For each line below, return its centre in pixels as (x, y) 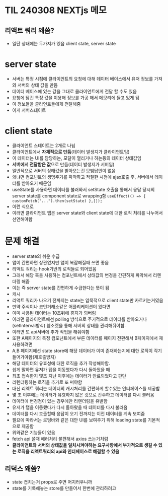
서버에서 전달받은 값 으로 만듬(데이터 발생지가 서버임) (63, 164)
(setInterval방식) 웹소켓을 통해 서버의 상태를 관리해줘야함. (69, 325)
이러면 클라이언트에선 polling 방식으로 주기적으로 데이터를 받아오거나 (79, 319)
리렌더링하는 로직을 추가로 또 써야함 (47, 382)
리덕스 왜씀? (23, 469)
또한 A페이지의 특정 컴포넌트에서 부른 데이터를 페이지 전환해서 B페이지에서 (85, 338)
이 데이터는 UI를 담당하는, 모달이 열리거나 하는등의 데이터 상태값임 (77, 158)
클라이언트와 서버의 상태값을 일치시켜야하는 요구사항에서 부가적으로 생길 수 (85, 445)
